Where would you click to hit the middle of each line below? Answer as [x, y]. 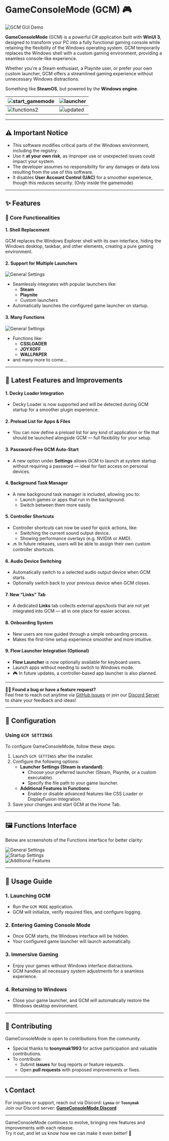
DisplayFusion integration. [54, 799]
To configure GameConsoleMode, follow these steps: [60, 746]
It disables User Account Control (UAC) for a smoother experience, [82, 177]
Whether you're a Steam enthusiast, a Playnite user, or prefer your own [79, 68]
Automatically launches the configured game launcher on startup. [80, 305]
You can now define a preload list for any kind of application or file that [86, 433]
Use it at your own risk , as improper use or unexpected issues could [83, 156]
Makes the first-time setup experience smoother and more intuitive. [82, 639]
